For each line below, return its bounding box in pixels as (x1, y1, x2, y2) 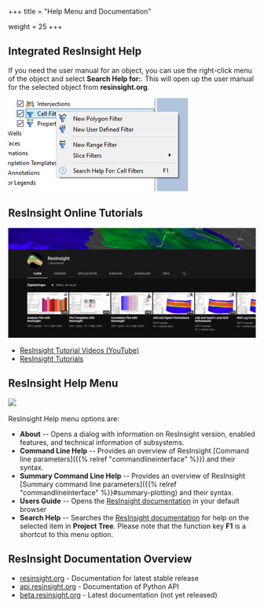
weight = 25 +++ (8, 22, 63, 31)
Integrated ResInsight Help (8, 45, 142, 58)
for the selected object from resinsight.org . (8, 82, 150, 91)
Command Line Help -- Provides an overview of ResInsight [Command (19, 446, 249, 455)
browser (19, 504, 47, 514)
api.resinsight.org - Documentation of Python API (19, 582, 179, 591)
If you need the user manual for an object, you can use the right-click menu (8, 65, 253, 75)
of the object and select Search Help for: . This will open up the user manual (8, 74, 254, 83)
